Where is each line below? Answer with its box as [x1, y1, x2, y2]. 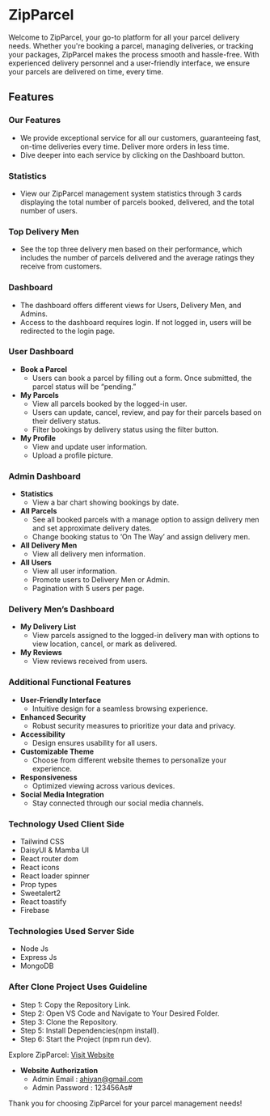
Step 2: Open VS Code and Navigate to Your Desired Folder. [19, 1008, 220, 1018]
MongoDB [19, 961, 54, 971]
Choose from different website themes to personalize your [32, 755, 227, 765]
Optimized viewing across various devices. [32, 780, 175, 790]
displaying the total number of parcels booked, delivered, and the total [19, 197, 255, 207]
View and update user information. [32, 442, 148, 451]
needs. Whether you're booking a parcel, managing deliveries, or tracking [8, 40, 254, 50]
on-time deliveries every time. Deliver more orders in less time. [19, 142, 230, 151]
